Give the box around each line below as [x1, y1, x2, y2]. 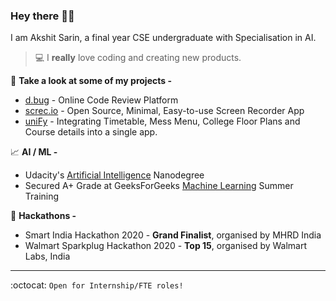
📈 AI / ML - [10, 146, 58, 158]
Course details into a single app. [24, 126, 158, 138]
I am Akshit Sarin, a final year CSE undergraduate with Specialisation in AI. [10, 32, 317, 44]
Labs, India [24, 250, 71, 263]
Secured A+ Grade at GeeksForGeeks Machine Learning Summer [24, 180, 294, 192]
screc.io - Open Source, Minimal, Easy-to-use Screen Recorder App [24, 105, 305, 117]
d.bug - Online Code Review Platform [24, 94, 179, 106]
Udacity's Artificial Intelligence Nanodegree [24, 169, 205, 181]
